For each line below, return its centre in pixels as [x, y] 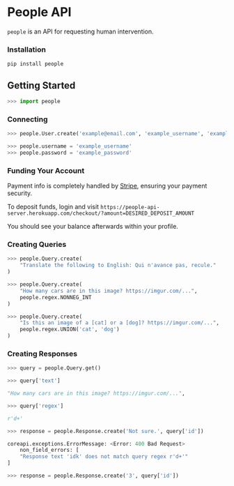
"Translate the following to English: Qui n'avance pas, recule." [118, 266]
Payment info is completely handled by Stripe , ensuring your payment [107, 186]
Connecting [28, 119]
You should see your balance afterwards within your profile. [93, 227]
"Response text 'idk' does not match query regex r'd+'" [104, 457]
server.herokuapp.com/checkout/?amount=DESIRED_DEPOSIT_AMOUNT [101, 213]
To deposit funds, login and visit [53, 207]
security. [20, 193]
